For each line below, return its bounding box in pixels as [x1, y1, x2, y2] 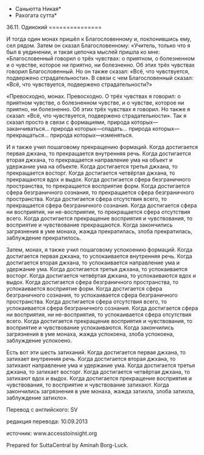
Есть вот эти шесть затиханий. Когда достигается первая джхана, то [6, 349, 186, 356]
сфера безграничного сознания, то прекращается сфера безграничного [6, 189, 195, 196]
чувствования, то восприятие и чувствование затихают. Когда [6, 381, 169, 388]
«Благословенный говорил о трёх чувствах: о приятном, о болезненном [6, 55, 195, 62]
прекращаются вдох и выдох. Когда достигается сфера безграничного [6, 176, 191, 183]
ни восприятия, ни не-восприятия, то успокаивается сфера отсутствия [6, 311, 192, 318]
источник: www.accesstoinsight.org [6, 430, 97, 437]
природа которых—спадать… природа [51, 125, 151, 132]
